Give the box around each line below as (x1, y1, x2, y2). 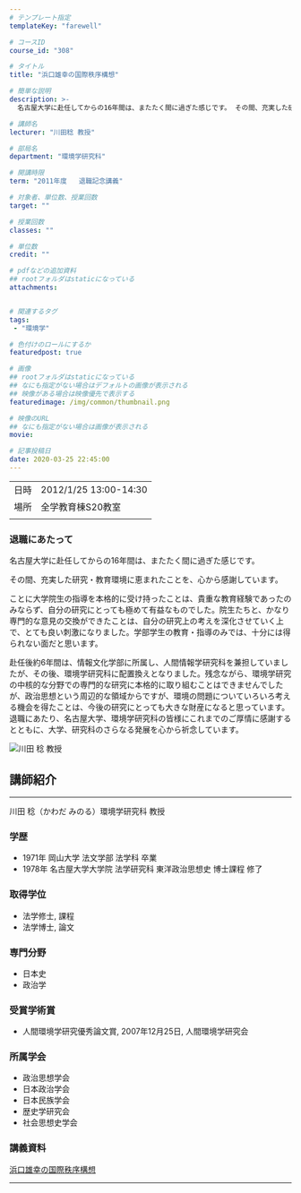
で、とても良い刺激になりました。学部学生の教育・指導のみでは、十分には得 (9, 627, 291, 638)
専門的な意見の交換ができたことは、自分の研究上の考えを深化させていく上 (9, 615, 284, 627)
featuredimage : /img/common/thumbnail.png (9, 398, 170, 407)
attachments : (9, 283, 58, 292)
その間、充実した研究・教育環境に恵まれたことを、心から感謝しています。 (9, 574, 284, 585)
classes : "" (9, 226, 54, 235)
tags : (9, 315, 30, 324)
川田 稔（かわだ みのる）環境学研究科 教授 (9, 805, 166, 816)
